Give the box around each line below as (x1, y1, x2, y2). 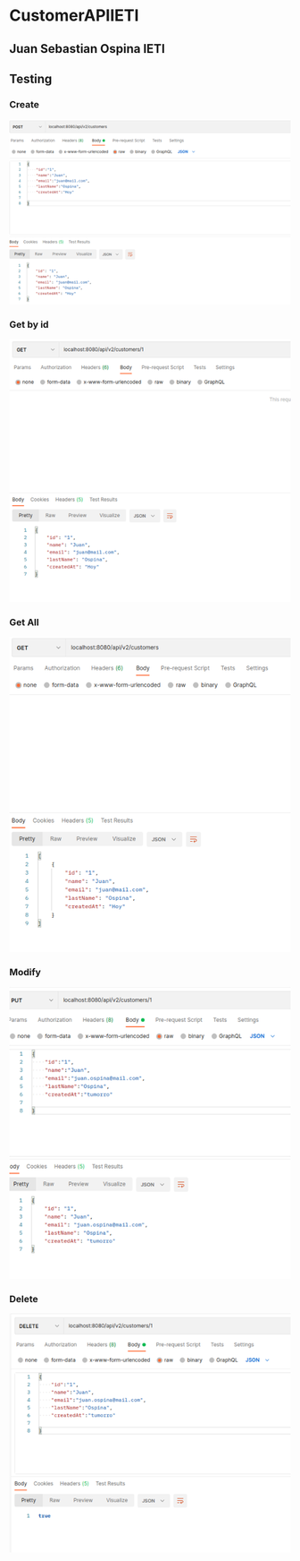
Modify (9, 965, 42, 978)
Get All (9, 615, 39, 628)
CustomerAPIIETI (9, 5, 139, 26)
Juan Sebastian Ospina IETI (9, 41, 165, 56)
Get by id (9, 318, 49, 330)
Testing (9, 71, 53, 86)
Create (9, 98, 40, 110)
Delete (9, 1292, 38, 1305)
